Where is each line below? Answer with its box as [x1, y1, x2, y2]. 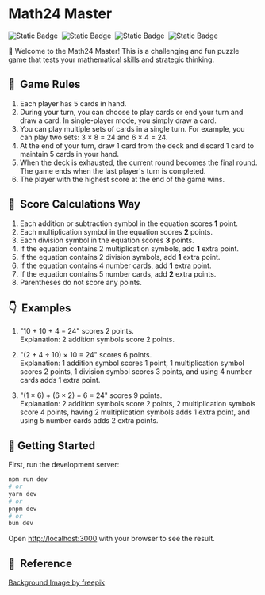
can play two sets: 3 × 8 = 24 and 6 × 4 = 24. [19, 132, 168, 142]
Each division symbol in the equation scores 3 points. [19, 235, 194, 245]
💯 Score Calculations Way [8, 197, 141, 211]
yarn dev [8, 490, 37, 498]
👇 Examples [8, 301, 71, 315]
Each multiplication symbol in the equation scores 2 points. [19, 227, 213, 236]
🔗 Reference [8, 556, 73, 570]
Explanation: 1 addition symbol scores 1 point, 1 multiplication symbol [19, 358, 244, 368]
